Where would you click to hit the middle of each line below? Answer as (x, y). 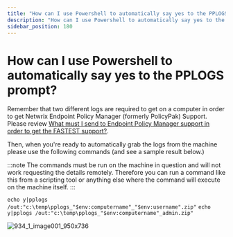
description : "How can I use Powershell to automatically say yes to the (116, 20)
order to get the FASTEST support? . (58, 131)
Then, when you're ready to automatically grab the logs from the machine (112, 144)
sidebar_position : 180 (40, 26)
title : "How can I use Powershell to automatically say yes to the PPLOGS (118, 13)
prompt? (32, 90)
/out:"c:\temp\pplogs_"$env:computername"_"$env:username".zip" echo (109, 207)
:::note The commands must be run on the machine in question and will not (114, 165)
